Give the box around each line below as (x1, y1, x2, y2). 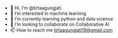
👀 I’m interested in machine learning (10, 10, 86, 16)
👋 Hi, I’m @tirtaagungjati (10, 5, 62, 11)
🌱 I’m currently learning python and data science (10, 16, 113, 22)
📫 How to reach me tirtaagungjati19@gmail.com (10, 27, 113, 33)
